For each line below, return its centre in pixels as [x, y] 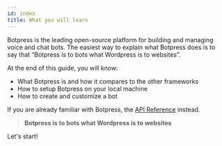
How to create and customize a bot [67, 96]
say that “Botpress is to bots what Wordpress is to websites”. [94, 54]
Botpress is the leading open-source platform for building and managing [110, 39]
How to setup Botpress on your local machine [82, 89]
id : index [22, 13]
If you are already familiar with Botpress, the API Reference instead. [104, 109]
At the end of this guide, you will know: [63, 68]
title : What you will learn [48, 20]
